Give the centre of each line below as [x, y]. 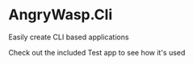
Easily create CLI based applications [69, 37]
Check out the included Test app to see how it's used [97, 52]
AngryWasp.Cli [61, 15]
